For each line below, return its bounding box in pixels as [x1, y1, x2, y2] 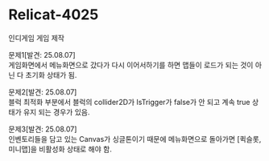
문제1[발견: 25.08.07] [8, 50, 76, 59]
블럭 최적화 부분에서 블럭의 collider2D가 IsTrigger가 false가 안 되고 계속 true [8, 97, 251, 107]
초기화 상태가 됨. [25, 70, 77, 79]
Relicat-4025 [8, 6, 99, 24]
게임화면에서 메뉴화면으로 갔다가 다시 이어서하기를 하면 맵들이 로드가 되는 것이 [8, 60, 254, 70]
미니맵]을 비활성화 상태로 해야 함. [8, 144, 113, 154]
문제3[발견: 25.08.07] [8, 124, 77, 134]
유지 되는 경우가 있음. [23, 107, 90, 117]
